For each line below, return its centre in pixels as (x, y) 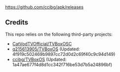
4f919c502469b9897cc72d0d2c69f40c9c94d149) (64, 54)
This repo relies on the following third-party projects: (59, 34)
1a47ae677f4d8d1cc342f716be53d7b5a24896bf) (62, 64)
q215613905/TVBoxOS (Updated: (46, 49)
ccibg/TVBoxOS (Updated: (39, 59)
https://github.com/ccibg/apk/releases (44, 7)
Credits (17, 22)
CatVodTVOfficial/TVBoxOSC (42, 44)
